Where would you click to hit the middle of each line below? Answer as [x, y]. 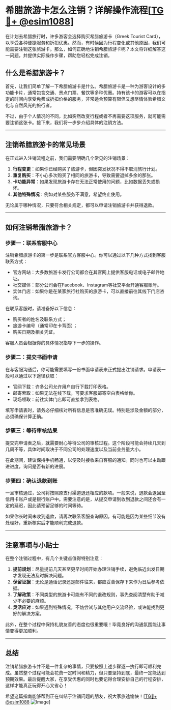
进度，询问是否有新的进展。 [38, 466]
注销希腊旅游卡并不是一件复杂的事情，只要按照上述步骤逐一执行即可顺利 [81, 666]
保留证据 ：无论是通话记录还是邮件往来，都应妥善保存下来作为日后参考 [86, 582]
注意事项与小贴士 [32, 545]
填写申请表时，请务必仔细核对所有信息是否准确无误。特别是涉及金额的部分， [85, 410]
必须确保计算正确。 [25, 416]
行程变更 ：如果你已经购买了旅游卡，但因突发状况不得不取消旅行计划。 [86, 169]
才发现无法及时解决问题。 [39, 575]
